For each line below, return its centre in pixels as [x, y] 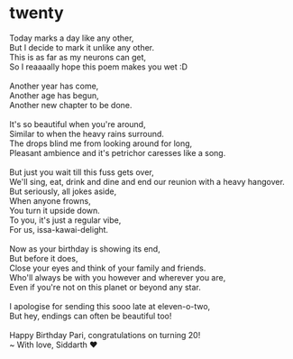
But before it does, [44, 258]
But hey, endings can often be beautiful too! [91, 316]
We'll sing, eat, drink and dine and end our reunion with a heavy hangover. [147, 181]
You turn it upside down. [55, 210]
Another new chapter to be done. [71, 105]
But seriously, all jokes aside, [63, 191]
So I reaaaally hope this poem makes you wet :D [98, 67]
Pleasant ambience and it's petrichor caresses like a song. [118, 152]
